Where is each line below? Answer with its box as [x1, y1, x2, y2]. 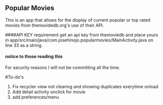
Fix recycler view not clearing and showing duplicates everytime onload [12, 84, 159, 90]
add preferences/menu [12, 94, 59, 100]
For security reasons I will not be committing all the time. [5, 65, 120, 70]
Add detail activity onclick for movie [12, 89, 85, 95]
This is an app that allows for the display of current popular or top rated [5, 17, 151, 23]
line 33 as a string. [5, 42, 43, 48]
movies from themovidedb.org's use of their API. [5, 22, 104, 28]
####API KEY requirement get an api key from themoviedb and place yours [5, 32, 159, 37]
